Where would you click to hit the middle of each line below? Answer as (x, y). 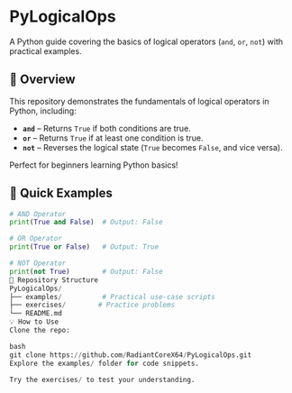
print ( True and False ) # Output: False (87, 223)
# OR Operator (36, 239)
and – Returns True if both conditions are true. (106, 128)
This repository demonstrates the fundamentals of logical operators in (139, 101)
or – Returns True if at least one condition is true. (113, 138)
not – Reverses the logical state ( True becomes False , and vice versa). (153, 147)
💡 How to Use (34, 322)
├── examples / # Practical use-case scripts (113, 297)
